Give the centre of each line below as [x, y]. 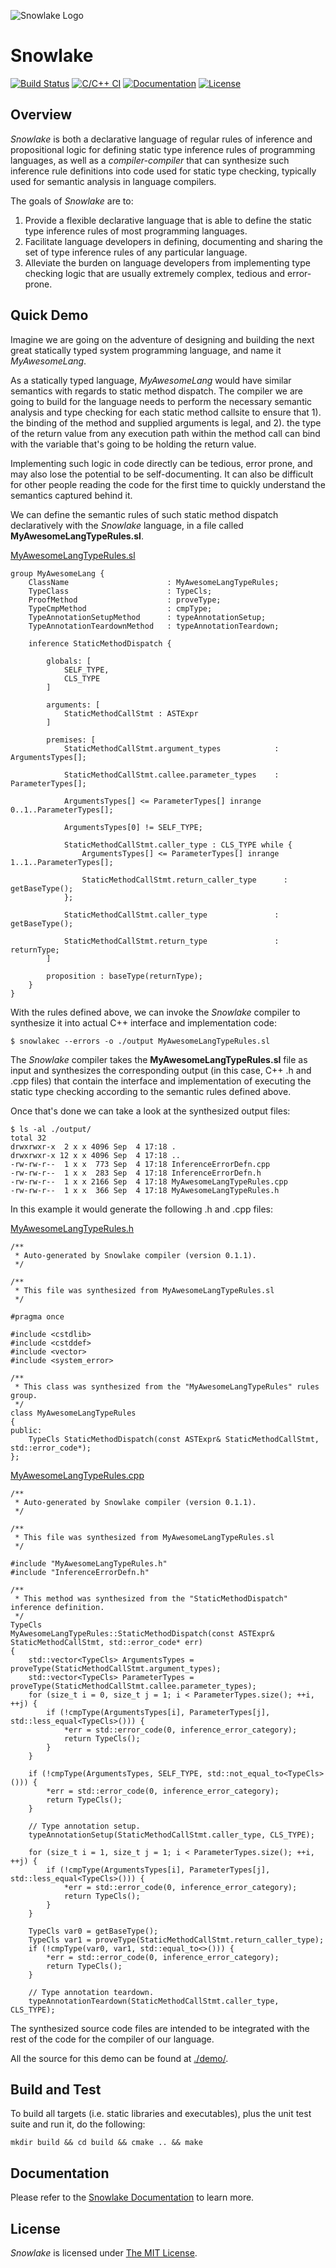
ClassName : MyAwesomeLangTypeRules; [154, 582]
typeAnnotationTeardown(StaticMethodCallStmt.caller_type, [154, 2001]
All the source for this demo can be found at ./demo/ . [119, 2058]
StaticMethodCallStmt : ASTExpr [131, 713]
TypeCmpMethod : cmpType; [120, 608]
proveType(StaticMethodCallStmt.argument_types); [116, 1668]
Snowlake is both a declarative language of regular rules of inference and [161, 139]
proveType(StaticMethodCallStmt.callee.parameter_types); [133, 1686]
